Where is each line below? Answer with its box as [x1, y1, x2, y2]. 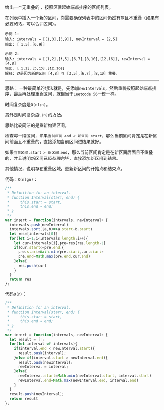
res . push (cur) [18, 263, 47, 268]
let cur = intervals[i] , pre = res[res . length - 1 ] [14, 240, 106, 246]
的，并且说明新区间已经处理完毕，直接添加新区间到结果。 [5, 156, 121, 161]
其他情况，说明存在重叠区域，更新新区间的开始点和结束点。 [5, 166, 125, 171]
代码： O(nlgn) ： [5, 176, 38, 182]
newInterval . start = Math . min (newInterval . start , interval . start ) [18, 373, 152, 378]
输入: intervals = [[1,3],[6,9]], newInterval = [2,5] [5, 37, 118, 42]
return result [9, 396, 38, 401]
